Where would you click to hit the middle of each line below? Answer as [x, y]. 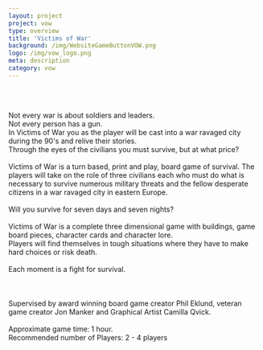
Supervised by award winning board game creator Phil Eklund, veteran [125, 303]
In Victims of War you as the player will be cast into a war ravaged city [125, 132]
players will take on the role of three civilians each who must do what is [127, 175]
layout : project [35, 16]
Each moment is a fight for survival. [67, 269]
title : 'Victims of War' [50, 38]
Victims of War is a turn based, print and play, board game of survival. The [131, 167]
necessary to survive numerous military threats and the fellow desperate [128, 183]
